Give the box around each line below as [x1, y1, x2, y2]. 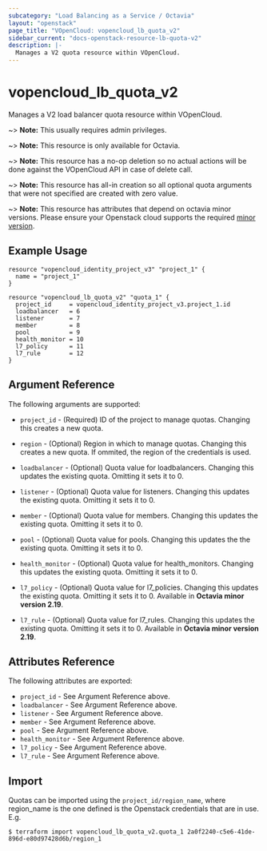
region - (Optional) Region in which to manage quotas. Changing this [19, 439, 247, 448]
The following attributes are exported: [8, 676, 133, 686]
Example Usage [8, 245, 88, 258]
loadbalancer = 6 [15, 307, 81, 316]
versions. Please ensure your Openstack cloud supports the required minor [8, 213, 256, 222]
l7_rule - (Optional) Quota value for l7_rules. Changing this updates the [19, 614, 255, 624]
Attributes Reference [8, 654, 115, 668]
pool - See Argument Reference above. [19, 726, 149, 735]
